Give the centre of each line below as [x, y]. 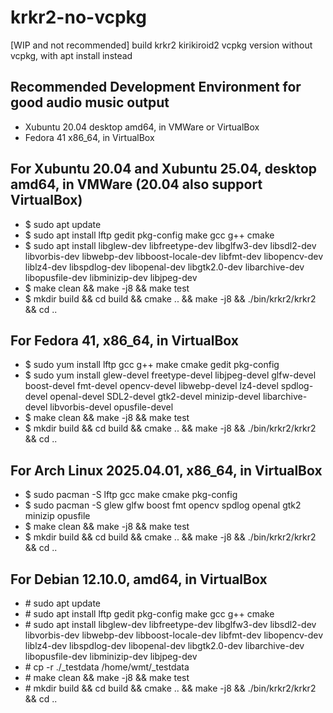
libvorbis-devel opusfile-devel [111, 407]
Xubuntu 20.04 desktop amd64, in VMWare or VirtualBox [142, 127]
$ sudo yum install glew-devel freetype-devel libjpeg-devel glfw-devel [170, 375]
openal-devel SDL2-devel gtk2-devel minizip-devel [155, 397]
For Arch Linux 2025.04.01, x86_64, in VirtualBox [166, 470]
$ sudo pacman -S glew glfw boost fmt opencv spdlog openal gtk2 [163, 505]
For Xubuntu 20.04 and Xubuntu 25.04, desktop [164, 169]
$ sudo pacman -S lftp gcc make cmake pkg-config [131, 495]
